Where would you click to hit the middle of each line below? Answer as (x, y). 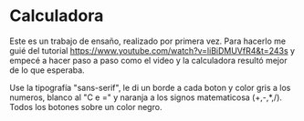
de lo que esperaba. (47, 70)
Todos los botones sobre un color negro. (86, 106)
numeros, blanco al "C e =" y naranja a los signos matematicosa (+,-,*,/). (146, 97)
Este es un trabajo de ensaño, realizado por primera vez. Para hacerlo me (147, 41)
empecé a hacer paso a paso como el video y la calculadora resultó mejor (148, 60)
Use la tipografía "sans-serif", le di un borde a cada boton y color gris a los (150, 87)
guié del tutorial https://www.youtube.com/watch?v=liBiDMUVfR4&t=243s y (152, 50)
